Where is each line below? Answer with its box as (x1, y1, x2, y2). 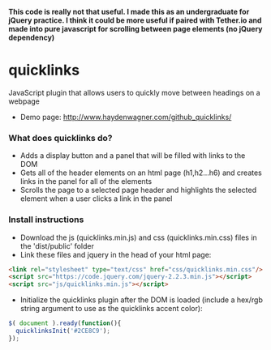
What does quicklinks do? (8, 132, 113, 143)
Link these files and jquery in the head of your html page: (19, 250, 212, 259)
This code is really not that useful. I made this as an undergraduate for (8, 7, 250, 16)
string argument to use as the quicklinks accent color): (19, 304, 203, 314)
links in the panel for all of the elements (19, 177, 153, 186)
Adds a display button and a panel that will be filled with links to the (19, 151, 246, 160)
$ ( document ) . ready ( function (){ (8, 319, 122, 327)
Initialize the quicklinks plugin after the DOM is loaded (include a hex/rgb (19, 295, 264, 305)
